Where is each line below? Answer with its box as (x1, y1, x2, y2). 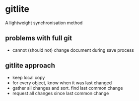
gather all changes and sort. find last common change (12, 85, 123, 91)
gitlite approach (5, 62, 56, 70)
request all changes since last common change (12, 90, 109, 96)
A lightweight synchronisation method (5, 20, 83, 26)
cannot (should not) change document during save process (12, 47, 134, 53)
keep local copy (12, 74, 45, 80)
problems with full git (5, 34, 72, 42)
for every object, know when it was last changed (12, 80, 112, 86)
